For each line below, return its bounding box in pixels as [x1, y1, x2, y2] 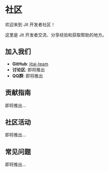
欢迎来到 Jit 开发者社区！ [5, 21, 55, 27]
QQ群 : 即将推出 [12, 73, 43, 79]
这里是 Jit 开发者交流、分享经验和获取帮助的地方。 [5, 32, 107, 38]
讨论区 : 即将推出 [12, 66, 45, 72]
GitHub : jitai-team [12, 61, 49, 66]
